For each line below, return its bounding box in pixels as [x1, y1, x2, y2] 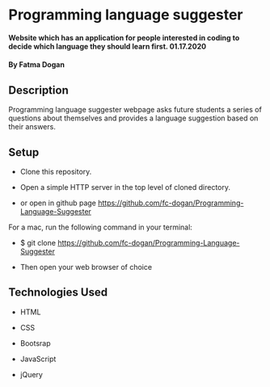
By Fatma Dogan [8, 60, 65, 69]
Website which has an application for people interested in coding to [8, 32, 240, 42]
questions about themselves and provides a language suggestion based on [8, 113, 259, 123]
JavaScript [19, 354, 57, 364]
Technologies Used [8, 285, 108, 300]
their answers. [8, 122, 57, 132]
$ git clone [19, 238, 57, 247]
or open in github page [19, 198, 97, 208]
